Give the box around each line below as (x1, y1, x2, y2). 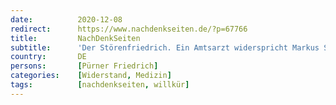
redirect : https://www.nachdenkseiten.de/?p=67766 (10, 24, 248, 34)
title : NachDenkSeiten (10, 33, 141, 43)
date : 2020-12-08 (10, 14, 123, 25)
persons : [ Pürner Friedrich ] (10, 61, 159, 71)
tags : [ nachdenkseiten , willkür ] (10, 80, 190, 90)
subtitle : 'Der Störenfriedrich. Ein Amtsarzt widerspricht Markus (10, 42, 320, 53)
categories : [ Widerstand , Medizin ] (10, 71, 172, 81)
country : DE (10, 52, 87, 62)
